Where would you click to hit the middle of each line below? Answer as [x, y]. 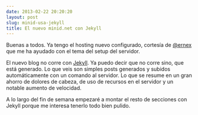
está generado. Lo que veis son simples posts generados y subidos [88, 69]
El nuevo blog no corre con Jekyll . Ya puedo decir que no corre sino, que [95, 63]
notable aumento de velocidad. [44, 88]
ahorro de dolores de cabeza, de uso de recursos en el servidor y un [90, 82]
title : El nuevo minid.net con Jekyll [54, 28]
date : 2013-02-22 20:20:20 [39, 12]
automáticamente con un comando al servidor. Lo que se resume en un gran [99, 75]
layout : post [22, 17]
